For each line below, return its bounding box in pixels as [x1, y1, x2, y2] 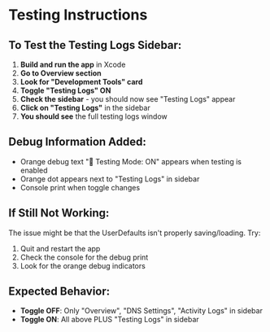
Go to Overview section [20, 68, 102, 78]
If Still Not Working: [8, 206, 110, 221]
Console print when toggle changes [20, 182, 141, 192]
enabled [20, 165, 48, 175]
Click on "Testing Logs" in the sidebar [20, 103, 150, 112]
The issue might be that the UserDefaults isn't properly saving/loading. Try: [8, 228, 261, 238]
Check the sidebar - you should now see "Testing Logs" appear [20, 94, 236, 103]
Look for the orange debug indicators [20, 260, 146, 270]
